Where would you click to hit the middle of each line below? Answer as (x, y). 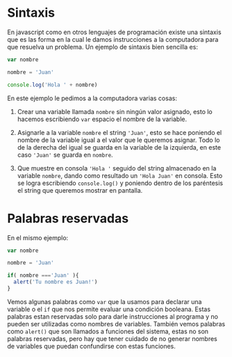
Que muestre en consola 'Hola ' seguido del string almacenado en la (117, 168)
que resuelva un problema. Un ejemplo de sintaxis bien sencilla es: (102, 47)
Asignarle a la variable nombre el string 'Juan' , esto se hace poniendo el (119, 132)
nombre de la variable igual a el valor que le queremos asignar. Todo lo (118, 140)
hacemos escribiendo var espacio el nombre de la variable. (102, 119)
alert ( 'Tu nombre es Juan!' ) (56, 282)
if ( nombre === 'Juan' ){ (43, 276)
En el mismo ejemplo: (38, 237)
